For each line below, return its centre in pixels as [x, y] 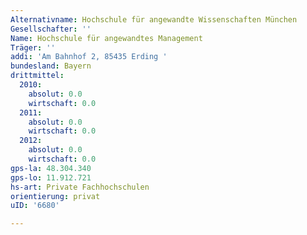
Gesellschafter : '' [51, 29]
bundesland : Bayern [51, 66]
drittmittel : [37, 76]
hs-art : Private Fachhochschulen [80, 187]
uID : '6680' [35, 206]
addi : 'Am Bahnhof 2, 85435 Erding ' [89, 57]
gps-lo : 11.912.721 [51, 177]
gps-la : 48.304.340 [51, 168]
